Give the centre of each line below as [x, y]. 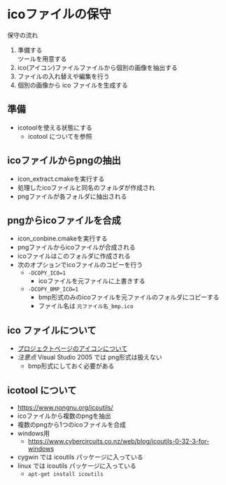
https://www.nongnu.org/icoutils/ [65, 408]
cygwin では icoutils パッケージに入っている [80, 457]
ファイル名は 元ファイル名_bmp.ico [86, 306]
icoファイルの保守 [59, 14]
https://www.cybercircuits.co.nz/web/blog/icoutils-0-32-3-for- [119, 441]
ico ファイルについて [52, 330]
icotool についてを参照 [60, 136]
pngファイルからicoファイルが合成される [77, 247]
